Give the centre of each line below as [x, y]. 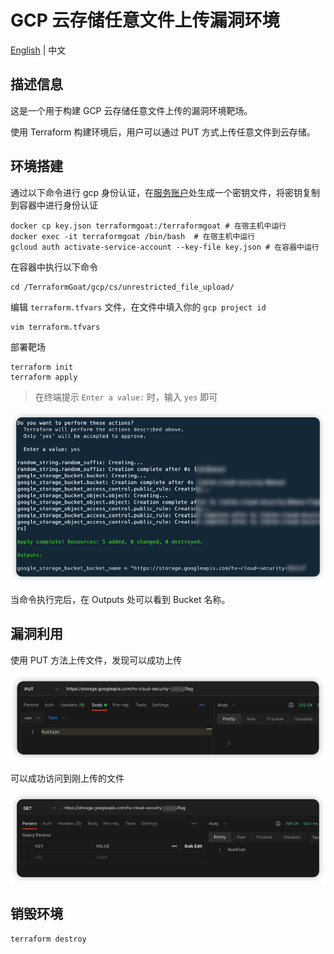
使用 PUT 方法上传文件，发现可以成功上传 [96, 660]
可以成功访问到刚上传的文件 [67, 778]
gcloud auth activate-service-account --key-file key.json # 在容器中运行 [165, 247]
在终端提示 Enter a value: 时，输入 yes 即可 [126, 397]
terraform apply [44, 377]
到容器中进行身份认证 [54, 205]
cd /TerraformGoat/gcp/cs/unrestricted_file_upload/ [122, 287]
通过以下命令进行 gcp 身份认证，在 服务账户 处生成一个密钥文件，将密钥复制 [165, 192]
